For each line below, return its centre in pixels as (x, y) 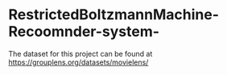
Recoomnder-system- (84, 32)
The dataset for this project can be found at (80, 53)
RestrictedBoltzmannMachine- (114, 15)
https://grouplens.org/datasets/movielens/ (78, 62)
